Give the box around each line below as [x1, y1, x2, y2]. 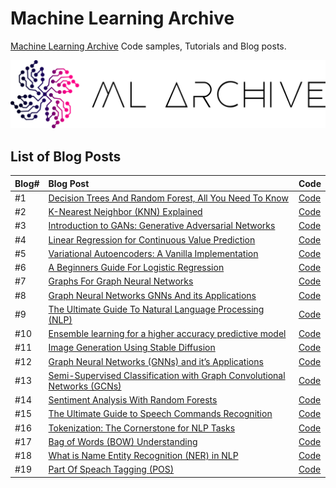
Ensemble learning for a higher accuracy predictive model [48, 328, 287, 340]
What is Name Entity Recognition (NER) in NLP [48, 450, 239, 462]
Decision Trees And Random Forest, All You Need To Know [48, 192, 289, 204]
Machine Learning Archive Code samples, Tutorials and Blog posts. [10, 40, 287, 52]
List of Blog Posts [10, 148, 122, 165]
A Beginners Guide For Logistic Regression [48, 262, 225, 274]
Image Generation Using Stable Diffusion [48, 342, 216, 354]
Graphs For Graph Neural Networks [48, 275, 194, 287]
